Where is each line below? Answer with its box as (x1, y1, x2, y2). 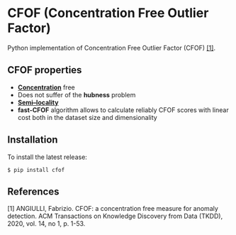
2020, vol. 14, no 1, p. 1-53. (7, 219, 86, 228)
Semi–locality (17, 98, 59, 106)
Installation (7, 133, 58, 146)
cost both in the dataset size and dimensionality (17, 113, 157, 121)
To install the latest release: (7, 153, 87, 161)
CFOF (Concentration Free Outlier (7, 5, 209, 21)
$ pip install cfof (7, 166, 65, 173)
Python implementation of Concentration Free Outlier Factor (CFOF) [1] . (7, 43, 216, 52)
